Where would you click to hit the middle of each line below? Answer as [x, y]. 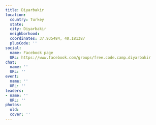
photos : [13, 105]
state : [17, 24]
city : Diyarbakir [28, 29]
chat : [11, 62]
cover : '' [20, 115]
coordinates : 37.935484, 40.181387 [48, 39]
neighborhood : [25, 34]
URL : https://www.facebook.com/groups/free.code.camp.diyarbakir [81, 57]
